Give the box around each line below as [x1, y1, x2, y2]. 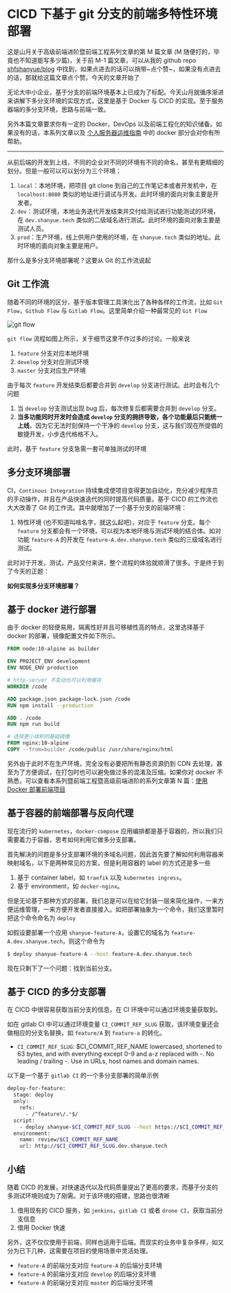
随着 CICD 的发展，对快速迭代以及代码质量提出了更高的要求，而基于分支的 [7, 1183, 219, 1191]
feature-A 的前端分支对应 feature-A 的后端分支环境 [16, 1261, 163, 1270]
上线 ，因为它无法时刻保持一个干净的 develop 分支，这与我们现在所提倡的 [16, 421, 223, 429]
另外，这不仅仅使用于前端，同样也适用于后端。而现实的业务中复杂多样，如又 [7, 1238, 224, 1246]
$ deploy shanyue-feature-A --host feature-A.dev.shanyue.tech [7, 950, 192, 957]
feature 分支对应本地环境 [16, 349, 89, 357]
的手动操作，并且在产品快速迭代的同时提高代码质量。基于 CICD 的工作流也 [7, 495, 219, 503]
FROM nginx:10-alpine [7, 740, 69, 747]
